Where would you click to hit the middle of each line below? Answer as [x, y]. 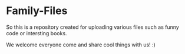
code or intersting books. [37, 33]
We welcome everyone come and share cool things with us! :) [81, 45]
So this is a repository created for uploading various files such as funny [93, 27]
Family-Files [37, 11]
